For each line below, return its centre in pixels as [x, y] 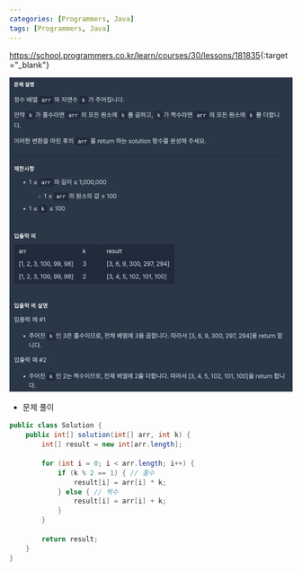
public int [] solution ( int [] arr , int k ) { [108, 435]
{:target [274, 55]
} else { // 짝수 [88, 492]
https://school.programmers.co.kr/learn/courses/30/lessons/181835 [135, 55]
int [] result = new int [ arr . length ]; [112, 444]
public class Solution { [56, 426]
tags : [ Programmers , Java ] [60, 28]
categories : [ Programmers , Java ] [72, 19]
